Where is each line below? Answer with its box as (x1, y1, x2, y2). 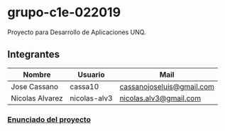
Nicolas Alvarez (11, 93, 63, 103)
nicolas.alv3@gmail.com (119, 93, 201, 103)
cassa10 (70, 81, 99, 91)
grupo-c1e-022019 (7, 4, 121, 21)
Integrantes (7, 48, 60, 61)
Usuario (77, 69, 105, 79)
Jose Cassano (11, 81, 59, 91)
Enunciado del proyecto (7, 115, 91, 125)
